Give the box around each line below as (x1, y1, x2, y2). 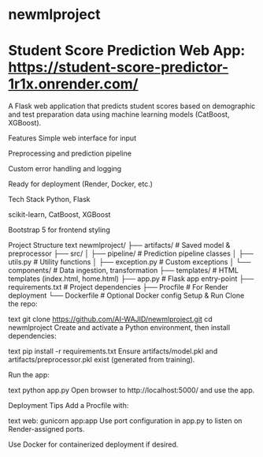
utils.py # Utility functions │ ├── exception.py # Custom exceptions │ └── (8, 257, 251, 267)
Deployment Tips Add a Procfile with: (8, 401, 129, 410)
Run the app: (8, 370, 50, 380)
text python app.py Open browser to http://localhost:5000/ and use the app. (8, 385, 255, 395)
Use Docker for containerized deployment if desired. (8, 440, 179, 449)
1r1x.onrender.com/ (8, 75, 139, 93)
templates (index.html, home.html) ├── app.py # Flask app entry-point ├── (8, 274, 254, 283)
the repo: (8, 299, 38, 309)
